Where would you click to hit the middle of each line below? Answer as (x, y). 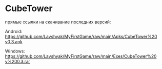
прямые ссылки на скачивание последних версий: (58, 22)
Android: (14, 31)
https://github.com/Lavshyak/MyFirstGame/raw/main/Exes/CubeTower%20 (81, 56)
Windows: (15, 51)
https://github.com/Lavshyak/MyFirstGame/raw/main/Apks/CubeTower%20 (81, 36)
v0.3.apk (14, 41)
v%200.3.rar (18, 61)
